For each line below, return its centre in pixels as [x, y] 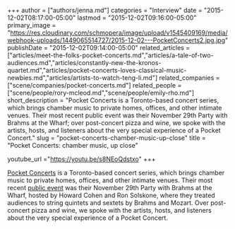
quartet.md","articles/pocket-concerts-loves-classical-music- [97, 70]
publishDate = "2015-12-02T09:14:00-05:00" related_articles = [99, 48]
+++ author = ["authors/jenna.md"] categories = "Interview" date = [105, 10]
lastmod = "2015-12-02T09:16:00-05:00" [137, 18]
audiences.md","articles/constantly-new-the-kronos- [84, 63]
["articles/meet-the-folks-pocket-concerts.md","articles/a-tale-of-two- [110, 55]
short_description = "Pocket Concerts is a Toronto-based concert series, [113, 100]
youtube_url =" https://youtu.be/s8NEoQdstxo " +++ [82, 159]
